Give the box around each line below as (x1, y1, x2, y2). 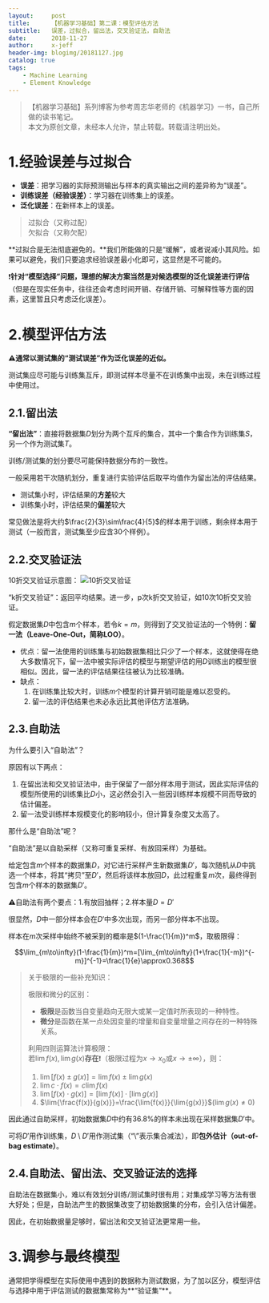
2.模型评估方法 (8, 325, 106, 344)
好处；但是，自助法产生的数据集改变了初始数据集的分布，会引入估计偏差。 (14, 1199, 261, 1209)
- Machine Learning (22, 71, 88, 79)
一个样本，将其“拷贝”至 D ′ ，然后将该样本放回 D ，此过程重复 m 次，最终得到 (14, 870, 257, 879)
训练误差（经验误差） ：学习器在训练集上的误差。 (19, 191, 179, 200)
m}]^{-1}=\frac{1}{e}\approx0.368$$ (74, 955, 195, 965)
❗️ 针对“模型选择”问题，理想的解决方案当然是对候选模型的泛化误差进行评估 (8, 271, 250, 281)
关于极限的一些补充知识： (27, 972, 113, 982)
